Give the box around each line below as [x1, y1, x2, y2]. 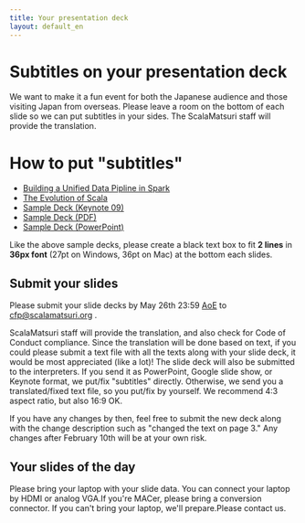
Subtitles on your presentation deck [9, 61, 288, 82]
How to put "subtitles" [9, 153, 184, 174]
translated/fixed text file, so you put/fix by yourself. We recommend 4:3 [9, 386, 279, 397]
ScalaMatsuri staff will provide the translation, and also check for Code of [9, 327, 286, 338]
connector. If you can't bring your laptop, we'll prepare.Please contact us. [9, 503, 287, 513]
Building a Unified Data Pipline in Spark [22, 183, 171, 194]
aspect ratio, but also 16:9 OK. [9, 395, 123, 407]
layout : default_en [9, 22, 84, 31]
